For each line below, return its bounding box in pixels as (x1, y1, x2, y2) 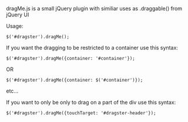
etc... (6, 87, 19, 94)
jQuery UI (6, 11, 29, 18)
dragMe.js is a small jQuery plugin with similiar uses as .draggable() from (6, 5, 183, 12)
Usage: (6, 23, 23, 29)
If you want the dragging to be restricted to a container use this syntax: (6, 44, 178, 51)
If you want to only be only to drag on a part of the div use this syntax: (6, 99, 176, 106)
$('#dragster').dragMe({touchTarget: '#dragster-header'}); (6, 110, 157, 116)
